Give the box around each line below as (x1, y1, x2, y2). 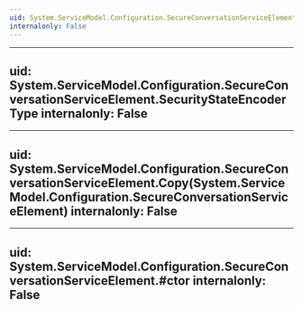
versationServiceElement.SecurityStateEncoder (9, 91, 287, 107)
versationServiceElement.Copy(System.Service (9, 175, 286, 191)
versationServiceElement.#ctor (9, 273, 191, 288)
